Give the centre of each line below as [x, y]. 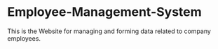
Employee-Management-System [104, 12]
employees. [24, 38]
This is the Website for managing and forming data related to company [109, 31]
